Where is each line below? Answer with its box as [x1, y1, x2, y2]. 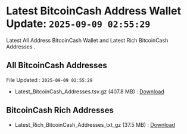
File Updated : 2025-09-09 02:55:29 [6, 76, 93, 83]
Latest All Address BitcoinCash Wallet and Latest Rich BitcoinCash [6, 36, 169, 44]
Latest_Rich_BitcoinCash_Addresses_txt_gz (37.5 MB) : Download [14, 121, 176, 128]
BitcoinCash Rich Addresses [6, 105, 114, 115]
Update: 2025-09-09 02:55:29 [6, 17, 151, 31]
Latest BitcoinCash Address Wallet [6, 4, 182, 18]
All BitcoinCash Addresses [6, 60, 107, 71]
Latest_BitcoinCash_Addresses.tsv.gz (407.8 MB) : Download [14, 88, 165, 95]
